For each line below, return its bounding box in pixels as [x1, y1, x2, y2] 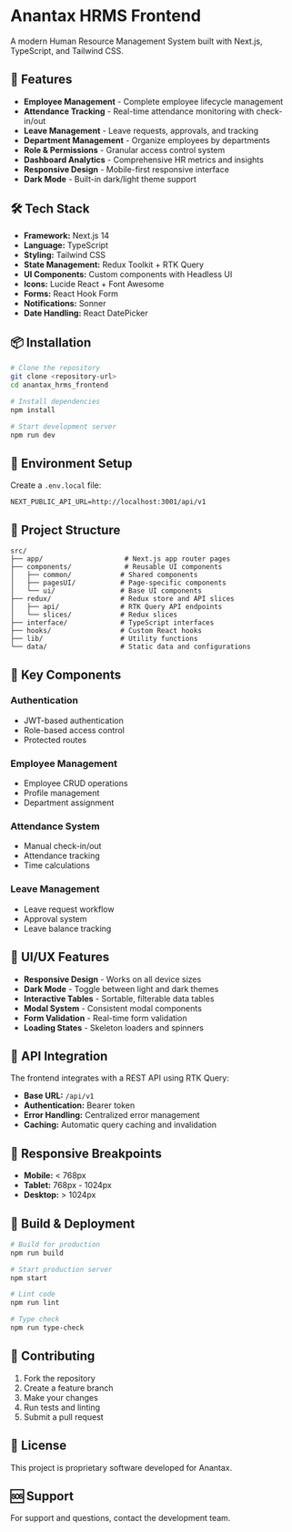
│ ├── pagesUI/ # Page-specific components [10, 578, 227, 588]
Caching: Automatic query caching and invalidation [23, 1119, 217, 1131]
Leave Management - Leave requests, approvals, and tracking [23, 125, 259, 136]
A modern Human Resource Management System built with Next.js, [10, 36, 263, 47]
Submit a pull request [23, 1411, 104, 1423]
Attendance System [10, 820, 100, 833]
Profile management [23, 788, 100, 799]
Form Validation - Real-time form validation [23, 1012, 187, 1023]
